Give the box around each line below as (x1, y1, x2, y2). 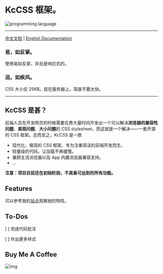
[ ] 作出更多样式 (5, 236, 36, 242)
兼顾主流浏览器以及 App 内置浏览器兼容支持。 (12, 154, 104, 160)
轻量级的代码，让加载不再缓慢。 (12, 149, 76, 154)
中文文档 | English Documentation (5, 35, 72, 41)
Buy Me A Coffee (5, 251, 57, 259)
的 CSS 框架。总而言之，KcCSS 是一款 (5, 132, 82, 138)
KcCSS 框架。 (5, 4, 61, 16)
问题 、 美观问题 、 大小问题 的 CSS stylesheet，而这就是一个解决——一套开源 (5, 126, 156, 132)
